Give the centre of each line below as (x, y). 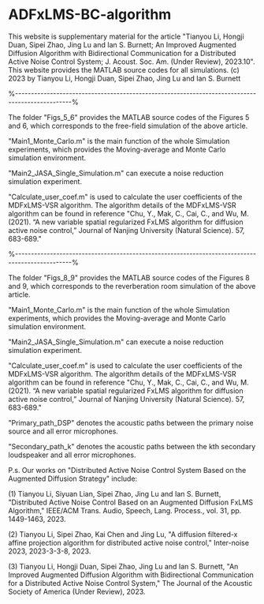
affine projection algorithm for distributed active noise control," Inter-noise (129, 542)
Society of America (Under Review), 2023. (77, 591)
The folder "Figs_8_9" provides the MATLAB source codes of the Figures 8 (129, 277)
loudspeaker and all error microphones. (72, 455)
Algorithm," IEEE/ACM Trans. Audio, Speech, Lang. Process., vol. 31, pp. (125, 510)
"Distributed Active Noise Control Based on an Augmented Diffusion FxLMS (131, 502)
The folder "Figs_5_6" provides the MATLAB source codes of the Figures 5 (129, 117)
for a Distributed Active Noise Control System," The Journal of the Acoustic (130, 583)
